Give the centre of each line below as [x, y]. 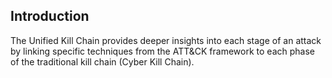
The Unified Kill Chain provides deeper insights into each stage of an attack [166, 40]
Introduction [50, 16]
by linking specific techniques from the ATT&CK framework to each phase [162, 51]
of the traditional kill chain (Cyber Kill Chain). [102, 61]
